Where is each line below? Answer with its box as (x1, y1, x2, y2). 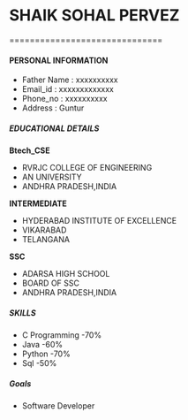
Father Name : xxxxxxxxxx (21, 74, 118, 85)
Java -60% (21, 340, 64, 350)
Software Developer (21, 401, 95, 411)
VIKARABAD (21, 225, 67, 235)
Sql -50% (21, 358, 57, 369)
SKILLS (9, 307, 37, 318)
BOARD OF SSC (21, 278, 79, 288)
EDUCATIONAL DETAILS (9, 123, 100, 134)
